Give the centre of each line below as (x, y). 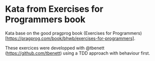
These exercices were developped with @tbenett (55, 48)
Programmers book (45, 19)
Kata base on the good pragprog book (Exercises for (58, 33)
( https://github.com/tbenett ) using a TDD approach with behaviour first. (77, 53)
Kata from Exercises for (54, 9)
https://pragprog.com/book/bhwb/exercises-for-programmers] (70, 38)
